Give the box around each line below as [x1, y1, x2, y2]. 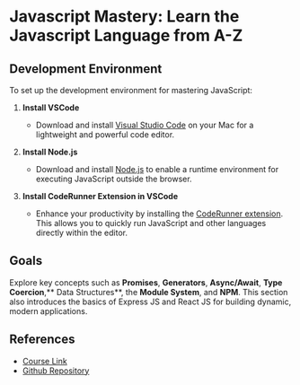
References [9, 332, 75, 347]
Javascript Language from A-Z [9, 25, 243, 46]
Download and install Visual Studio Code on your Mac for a [35, 119, 254, 130]
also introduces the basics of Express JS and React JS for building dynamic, [9, 296, 292, 307]
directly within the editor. [35, 227, 128, 238]
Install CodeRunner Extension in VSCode [22, 191, 178, 201]
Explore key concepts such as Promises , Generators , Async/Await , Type [9, 276, 283, 288]
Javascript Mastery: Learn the [9, 6, 240, 27]
